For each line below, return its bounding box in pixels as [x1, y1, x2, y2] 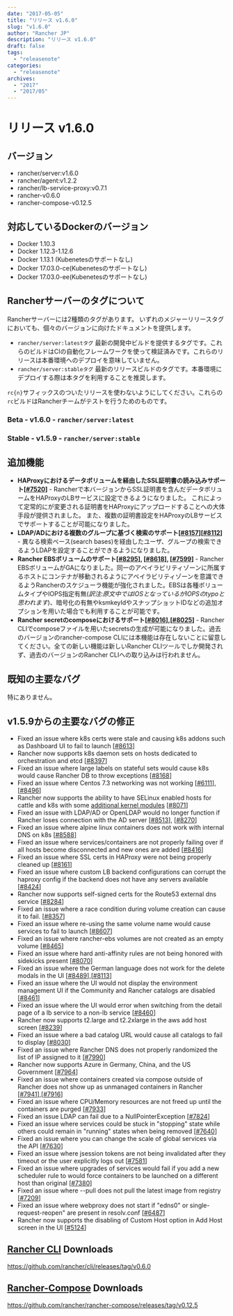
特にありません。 [7, 693, 56, 702]
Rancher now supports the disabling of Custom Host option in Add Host [17, 1216, 223, 1225]
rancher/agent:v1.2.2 [17, 176, 77, 185]
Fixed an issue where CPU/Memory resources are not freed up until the [17, 1098, 222, 1106]
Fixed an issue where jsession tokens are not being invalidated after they [17, 1149, 226, 1158]
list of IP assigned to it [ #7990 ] [17, 1053, 106, 1061]
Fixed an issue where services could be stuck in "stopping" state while [17, 1120, 220, 1128]
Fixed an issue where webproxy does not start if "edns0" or [17, 1201, 188, 1210]
